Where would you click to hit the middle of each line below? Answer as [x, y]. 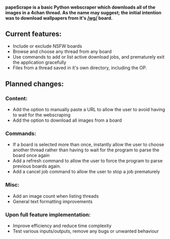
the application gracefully [39, 62]
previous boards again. [37, 166]
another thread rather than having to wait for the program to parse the [86, 150]
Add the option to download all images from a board [67, 120]
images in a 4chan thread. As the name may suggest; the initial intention [83, 12]
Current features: [34, 34]
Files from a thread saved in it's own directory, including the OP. [80, 68]
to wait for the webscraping [41, 115]
